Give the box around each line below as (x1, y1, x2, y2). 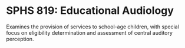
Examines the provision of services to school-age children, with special (6, 23, 180, 30)
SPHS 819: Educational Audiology (6, 4, 174, 17)
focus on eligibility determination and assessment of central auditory (6, 29, 173, 36)
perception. (6, 35, 34, 42)
